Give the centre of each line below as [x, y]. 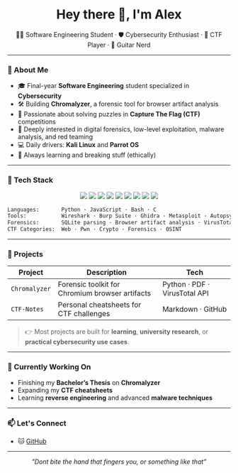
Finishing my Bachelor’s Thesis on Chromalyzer [89, 382]
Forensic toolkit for [89, 285]
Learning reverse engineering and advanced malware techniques [115, 398]
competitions [37, 122]
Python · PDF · [186, 285]
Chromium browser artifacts [104, 293]
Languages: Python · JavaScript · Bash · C [82, 210]
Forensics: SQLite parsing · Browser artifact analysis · [104, 223]
